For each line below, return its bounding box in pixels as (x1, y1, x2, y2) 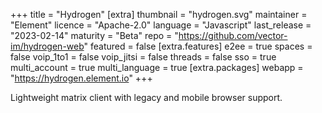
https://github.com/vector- (178, 30, 288, 41)
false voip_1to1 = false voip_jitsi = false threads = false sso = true (10, 51, 277, 63)
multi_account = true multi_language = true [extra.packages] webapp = (10, 62, 304, 73)
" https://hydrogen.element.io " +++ (10, 72, 153, 84)
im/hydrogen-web (10, 40, 85, 52)
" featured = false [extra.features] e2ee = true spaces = (83, 40, 313, 52)
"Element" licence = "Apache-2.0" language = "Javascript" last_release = (10, 19, 312, 31)
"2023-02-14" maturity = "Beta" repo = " (10, 30, 179, 41)
